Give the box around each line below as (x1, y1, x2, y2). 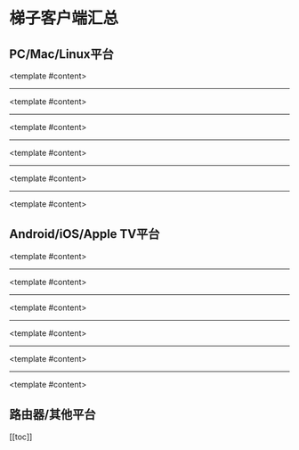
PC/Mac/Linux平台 (9, 46, 114, 61)
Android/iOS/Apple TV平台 (9, 226, 160, 241)
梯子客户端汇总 (9, 8, 119, 29)
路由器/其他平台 (9, 407, 96, 422)
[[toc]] (9, 431, 33, 442)
